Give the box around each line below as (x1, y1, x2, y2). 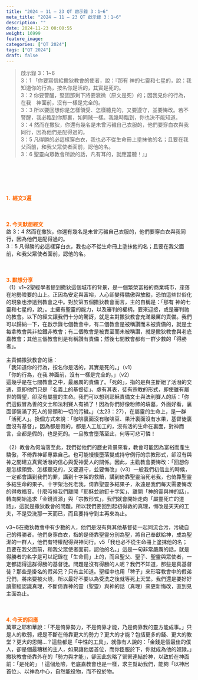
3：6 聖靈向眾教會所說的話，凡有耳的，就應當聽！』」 (20, 150, 150, 157)
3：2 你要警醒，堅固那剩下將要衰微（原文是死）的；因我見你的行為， (20, 91, 189, 98)
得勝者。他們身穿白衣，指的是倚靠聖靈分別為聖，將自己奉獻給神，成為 (16, 531, 187, 538)
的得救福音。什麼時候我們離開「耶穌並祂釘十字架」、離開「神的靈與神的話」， (6, 488, 192, 495)
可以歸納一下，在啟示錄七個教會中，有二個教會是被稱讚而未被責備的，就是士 (6, 320, 192, 327)
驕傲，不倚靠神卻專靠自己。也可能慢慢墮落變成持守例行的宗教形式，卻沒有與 (6, 451, 192, 458)
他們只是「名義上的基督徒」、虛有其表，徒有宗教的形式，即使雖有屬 (26, 386, 190, 393)
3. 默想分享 (6, 276, 34, 283)
